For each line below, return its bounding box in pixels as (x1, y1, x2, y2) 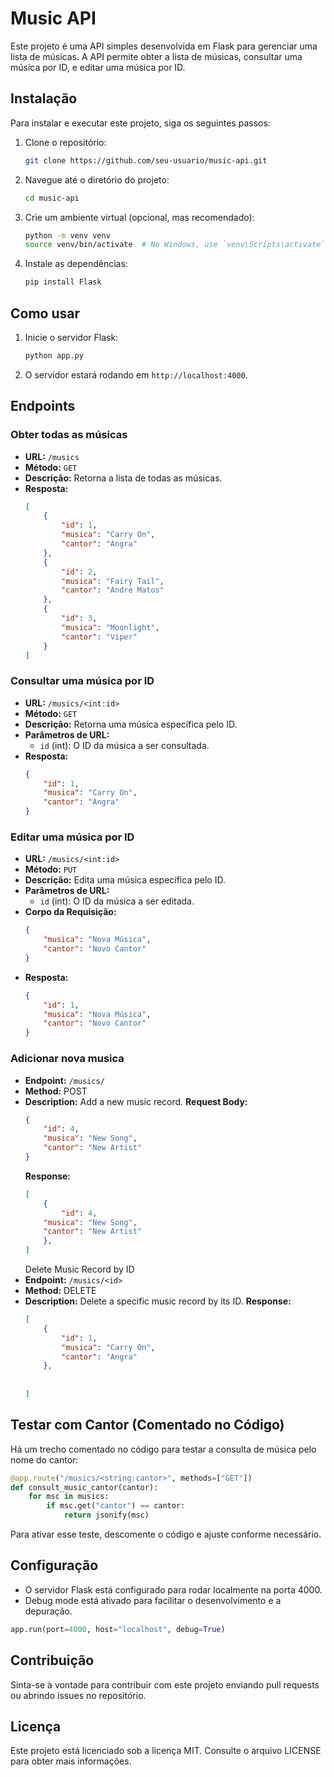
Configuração (10, 1557, 99, 1574)
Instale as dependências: (24, 258, 128, 270)
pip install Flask (24, 277, 102, 287)
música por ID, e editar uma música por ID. (10, 61, 186, 73)
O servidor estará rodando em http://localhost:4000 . (24, 368, 248, 381)
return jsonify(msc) (63, 1510, 150, 1521)
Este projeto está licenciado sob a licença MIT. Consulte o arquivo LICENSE (10, 1745, 322, 1757)
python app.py (24, 350, 84, 361)
